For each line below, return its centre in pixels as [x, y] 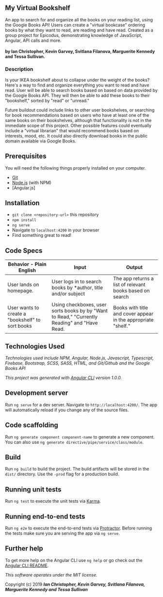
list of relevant [129, 285]
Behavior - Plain [27, 264]
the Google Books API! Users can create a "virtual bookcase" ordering [75, 25]
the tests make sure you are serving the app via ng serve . [62, 533]
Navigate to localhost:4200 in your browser [56, 230]
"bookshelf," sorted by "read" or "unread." [47, 100]
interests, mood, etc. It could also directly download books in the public [76, 136]
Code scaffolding [32, 425]
